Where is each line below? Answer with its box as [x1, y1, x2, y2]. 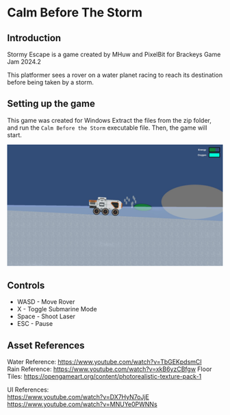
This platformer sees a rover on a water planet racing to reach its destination [7, 71, 223, 79]
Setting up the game [7, 98, 96, 110]
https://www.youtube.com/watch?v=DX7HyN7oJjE [7, 392, 149, 401]
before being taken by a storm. [7, 78, 94, 86]
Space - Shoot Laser [16, 312, 75, 320]
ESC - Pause [16, 320, 53, 328]
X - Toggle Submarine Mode [16, 305, 97, 313]
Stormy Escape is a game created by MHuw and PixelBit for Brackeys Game [7, 50, 221, 58]
